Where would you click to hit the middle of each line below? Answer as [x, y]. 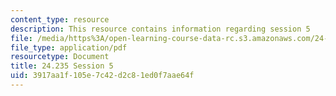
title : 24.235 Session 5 [62, 66]
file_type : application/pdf [69, 47]
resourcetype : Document [60, 57]
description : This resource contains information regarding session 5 [160, 29]
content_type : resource [60, 19]
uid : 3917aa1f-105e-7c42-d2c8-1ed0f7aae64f [102, 76]
